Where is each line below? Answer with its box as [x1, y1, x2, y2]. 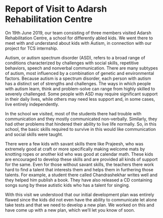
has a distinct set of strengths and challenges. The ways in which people [5, 80, 151, 86]
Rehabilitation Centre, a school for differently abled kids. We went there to [5, 35, 153, 41]
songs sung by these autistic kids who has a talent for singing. [5, 182, 130, 188]
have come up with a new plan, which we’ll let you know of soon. [5, 207, 135, 213]
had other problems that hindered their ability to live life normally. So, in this [5, 121, 157, 127]
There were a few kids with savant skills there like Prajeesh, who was [5, 141, 144, 146]
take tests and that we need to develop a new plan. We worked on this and [5, 202, 154, 208]
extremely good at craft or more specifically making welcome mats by [5, 146, 145, 152]
